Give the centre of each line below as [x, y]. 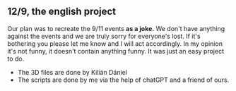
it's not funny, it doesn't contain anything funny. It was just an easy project [116, 51]
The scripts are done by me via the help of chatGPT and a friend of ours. [123, 80]
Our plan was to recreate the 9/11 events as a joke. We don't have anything [116, 28]
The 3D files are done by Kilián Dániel [72, 72]
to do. [16, 59]
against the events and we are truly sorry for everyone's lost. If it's [104, 36]
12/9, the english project [62, 12]
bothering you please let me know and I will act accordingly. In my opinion [115, 43]
